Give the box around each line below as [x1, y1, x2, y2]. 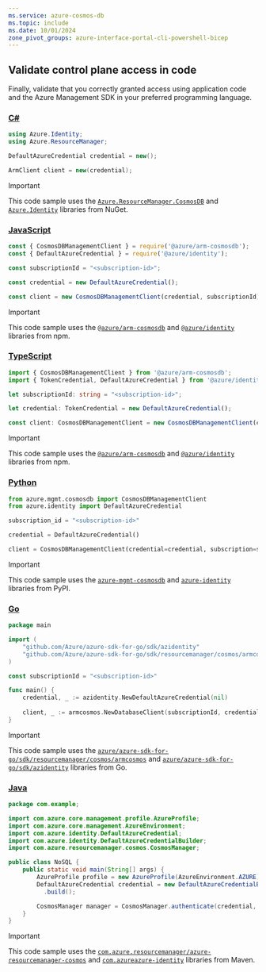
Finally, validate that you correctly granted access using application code [8, 84, 247, 94]
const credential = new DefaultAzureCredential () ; [8, 279, 179, 286]
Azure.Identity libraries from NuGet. [8, 204, 128, 214]
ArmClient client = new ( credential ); [8, 166, 133, 175]
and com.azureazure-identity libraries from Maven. [88, 955, 256, 965]
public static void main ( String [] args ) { [22, 866, 165, 874]
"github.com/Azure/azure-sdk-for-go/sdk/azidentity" [22, 643, 200, 651]
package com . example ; [8, 801, 80, 809]
